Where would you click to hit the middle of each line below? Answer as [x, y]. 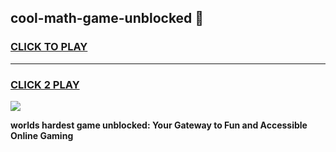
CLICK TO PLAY [49, 47]
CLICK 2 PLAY [45, 84]
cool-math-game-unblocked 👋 [107, 18]
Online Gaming [42, 135]
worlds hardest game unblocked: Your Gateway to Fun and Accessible [159, 125]
